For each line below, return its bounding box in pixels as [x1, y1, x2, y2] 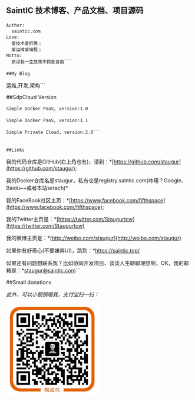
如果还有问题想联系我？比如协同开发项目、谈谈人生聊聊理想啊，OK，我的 [6, 259, 184, 267]
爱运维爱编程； [11, 47, 42, 53]
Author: [6, 22, 25, 28]
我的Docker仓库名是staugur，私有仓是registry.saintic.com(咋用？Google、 [6, 176, 187, 184]
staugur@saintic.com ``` [24, 267, 81, 274]
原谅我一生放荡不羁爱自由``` [11, 58, 72, 65]
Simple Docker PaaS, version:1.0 [6, 106, 88, 112]
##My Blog [6, 70, 31, 77]
